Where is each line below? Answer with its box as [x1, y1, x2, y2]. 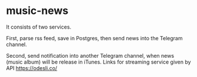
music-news [6, 4, 69, 17]
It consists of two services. [6, 23, 72, 30]
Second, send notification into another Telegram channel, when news [6, 52, 175, 59]
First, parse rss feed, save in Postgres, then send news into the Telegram [6, 34, 183, 41]
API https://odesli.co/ [6, 64, 58, 71]
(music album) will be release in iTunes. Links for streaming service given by [6, 58, 191, 65]
